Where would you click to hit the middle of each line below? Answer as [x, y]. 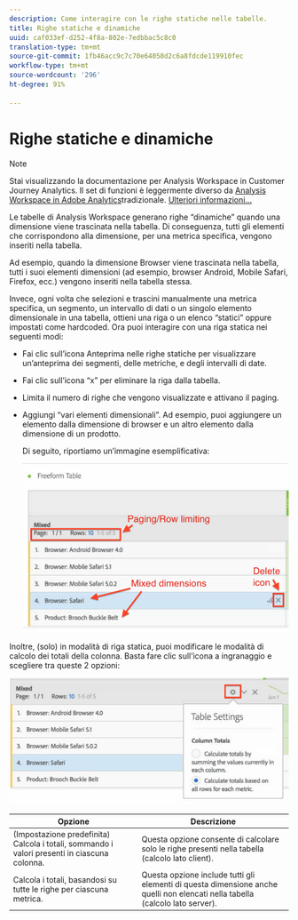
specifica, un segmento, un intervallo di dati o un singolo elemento [131, 308]
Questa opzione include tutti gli [198, 875]
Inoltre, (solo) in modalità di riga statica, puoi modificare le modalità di [137, 647]
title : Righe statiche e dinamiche [75, 28]
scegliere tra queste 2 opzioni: [65, 666]
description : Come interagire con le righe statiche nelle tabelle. [138, 19]
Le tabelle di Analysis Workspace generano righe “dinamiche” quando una [145, 217]
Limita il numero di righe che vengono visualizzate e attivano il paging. [150, 397]
